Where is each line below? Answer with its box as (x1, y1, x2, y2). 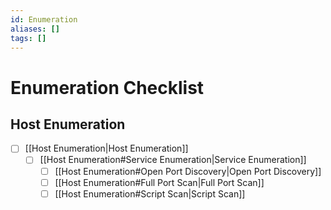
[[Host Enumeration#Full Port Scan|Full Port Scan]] (54, 176, 265, 188)
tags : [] (10, 33, 47, 43)
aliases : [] (10, 24, 60, 34)
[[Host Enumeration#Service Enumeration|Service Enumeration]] (39, 154, 307, 166)
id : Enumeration (10, 14, 78, 25)
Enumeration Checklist (10, 76, 205, 99)
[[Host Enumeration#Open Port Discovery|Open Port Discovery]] (54, 165, 322, 177)
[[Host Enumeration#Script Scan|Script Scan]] (54, 187, 246, 200)
